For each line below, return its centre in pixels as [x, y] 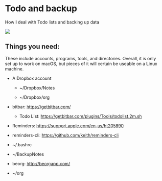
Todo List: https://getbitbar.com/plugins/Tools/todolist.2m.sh [81, 116]
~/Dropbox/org [35, 97]
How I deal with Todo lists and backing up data [52, 22]
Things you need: [32, 47]
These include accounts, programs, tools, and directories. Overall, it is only [81, 58]
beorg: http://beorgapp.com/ [41, 163]
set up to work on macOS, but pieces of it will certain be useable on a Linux [81, 64]
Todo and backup [41, 9]
